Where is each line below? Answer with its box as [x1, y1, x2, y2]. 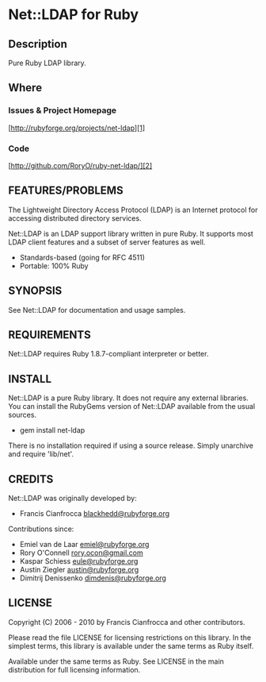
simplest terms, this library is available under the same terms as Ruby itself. [8, 641, 254, 650]
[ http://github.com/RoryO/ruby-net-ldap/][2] [8, 160, 153, 170]
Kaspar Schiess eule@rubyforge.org [19, 557, 139, 566]
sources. [8, 410, 37, 420]
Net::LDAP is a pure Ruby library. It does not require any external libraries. [8, 393, 249, 403]
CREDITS [8, 472, 54, 486]
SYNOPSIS [8, 284, 63, 298]
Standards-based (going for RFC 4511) [19, 252, 145, 262]
